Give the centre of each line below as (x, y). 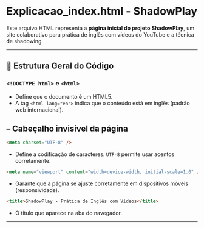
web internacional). (39, 109)
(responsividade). (37, 190)
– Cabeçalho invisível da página (67, 129)
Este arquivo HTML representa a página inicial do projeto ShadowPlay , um (100, 28)
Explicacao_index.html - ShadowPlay (102, 11)
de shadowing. (25, 41)
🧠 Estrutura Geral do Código (60, 66)
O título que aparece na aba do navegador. (69, 213)
